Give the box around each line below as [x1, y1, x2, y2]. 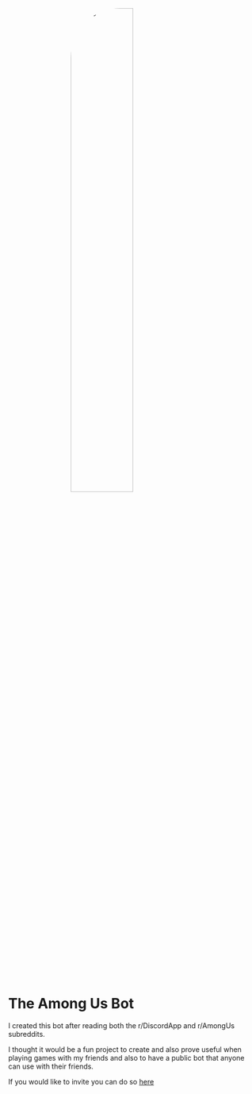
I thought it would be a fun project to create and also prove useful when [8, 1044, 242, 1054]
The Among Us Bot [8, 995, 135, 1013]
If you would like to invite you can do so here [8, 1077, 155, 1086]
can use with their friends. [8, 1061, 94, 1071]
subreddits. [8, 1029, 45, 1038]
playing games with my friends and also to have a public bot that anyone [8, 1053, 245, 1062]
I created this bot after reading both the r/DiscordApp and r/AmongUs [8, 1020, 235, 1030]
